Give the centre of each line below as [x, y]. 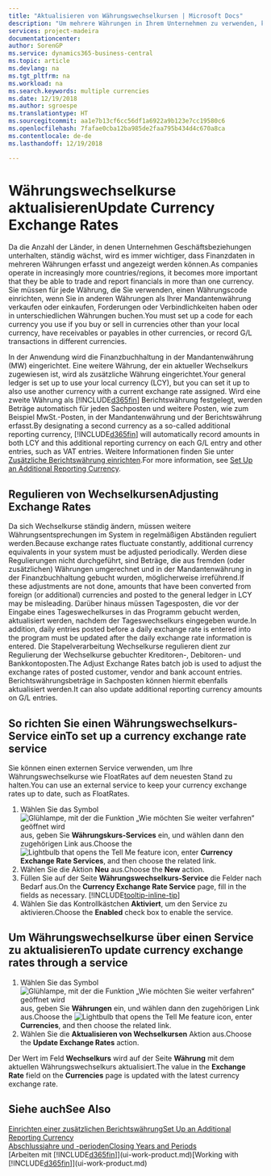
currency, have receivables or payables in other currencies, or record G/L [130, 333]
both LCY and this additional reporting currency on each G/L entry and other [135, 443]
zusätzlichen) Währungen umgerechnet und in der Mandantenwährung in [130, 569]
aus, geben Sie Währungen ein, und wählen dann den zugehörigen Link [140, 1008]
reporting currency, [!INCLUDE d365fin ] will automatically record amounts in [134, 435]
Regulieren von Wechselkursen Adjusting [114, 494]
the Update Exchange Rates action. [79, 1042]
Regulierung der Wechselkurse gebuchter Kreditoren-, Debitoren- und [125, 655]
